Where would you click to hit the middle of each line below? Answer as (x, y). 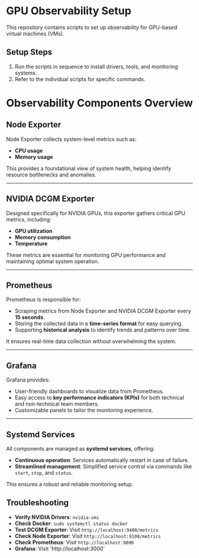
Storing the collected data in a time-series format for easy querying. (99, 323)
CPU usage (29, 150)
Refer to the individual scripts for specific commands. (80, 79)
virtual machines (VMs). (35, 33)
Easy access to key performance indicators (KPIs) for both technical (99, 397)
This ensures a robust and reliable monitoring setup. (70, 484)
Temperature (31, 243)
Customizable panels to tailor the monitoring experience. (84, 411)
